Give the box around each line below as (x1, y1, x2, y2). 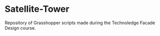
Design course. (4, 25, 36, 31)
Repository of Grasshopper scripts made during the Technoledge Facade (4, 20, 155, 26)
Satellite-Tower (4, 3, 69, 15)
